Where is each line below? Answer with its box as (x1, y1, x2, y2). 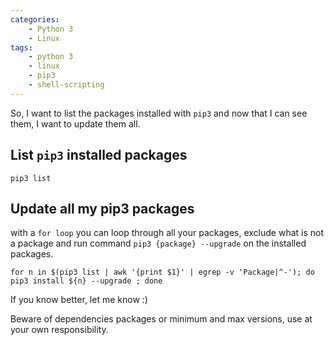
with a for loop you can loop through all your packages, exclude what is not (10, 227, 325, 239)
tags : (10, 42, 33, 53)
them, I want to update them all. (10, 117, 141, 130)
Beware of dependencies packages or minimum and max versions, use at (10, 313, 313, 325)
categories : (10, 14, 60, 25)
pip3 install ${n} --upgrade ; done (10, 276, 163, 286)
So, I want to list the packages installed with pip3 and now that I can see (10, 107, 308, 119)
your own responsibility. (10, 324, 109, 336)
